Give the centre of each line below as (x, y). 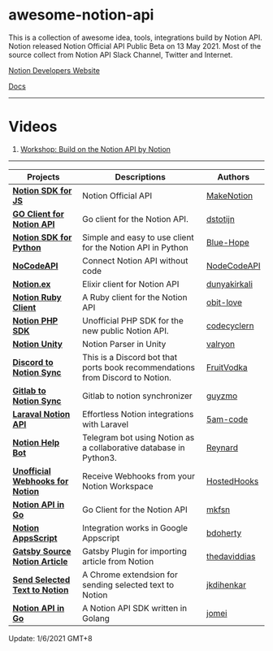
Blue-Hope (227, 242)
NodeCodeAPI (233, 266)
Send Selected (41, 579)
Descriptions (141, 176)
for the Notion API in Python (135, 247)
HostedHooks (232, 481)
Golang (96, 618)
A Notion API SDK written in (135, 608)
